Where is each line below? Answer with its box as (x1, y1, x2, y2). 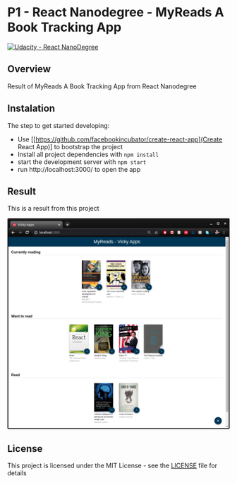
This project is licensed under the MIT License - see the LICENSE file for (7, 461, 217, 470)
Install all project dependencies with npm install (17, 150, 159, 158)
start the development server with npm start (17, 157, 147, 166)
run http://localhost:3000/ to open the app (17, 165, 141, 173)
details (7, 469, 27, 477)
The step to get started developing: (7, 121, 110, 129)
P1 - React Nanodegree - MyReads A (7, 4, 224, 21)
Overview (7, 63, 51, 75)
